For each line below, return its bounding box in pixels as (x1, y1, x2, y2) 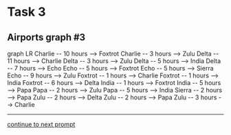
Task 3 (7, 4, 46, 20)
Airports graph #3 (7, 32, 86, 43)
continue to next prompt (7, 121, 76, 128)
